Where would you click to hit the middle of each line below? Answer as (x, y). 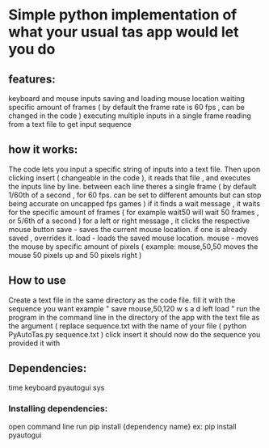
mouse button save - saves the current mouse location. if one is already (128, 229)
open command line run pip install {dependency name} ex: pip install (122, 426)
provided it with (34, 343)
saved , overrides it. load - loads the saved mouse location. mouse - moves (134, 238)
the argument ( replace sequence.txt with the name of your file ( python (128, 326)
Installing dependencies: (58, 408)
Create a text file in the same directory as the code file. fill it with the (122, 300)
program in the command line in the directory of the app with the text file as (134, 317)
